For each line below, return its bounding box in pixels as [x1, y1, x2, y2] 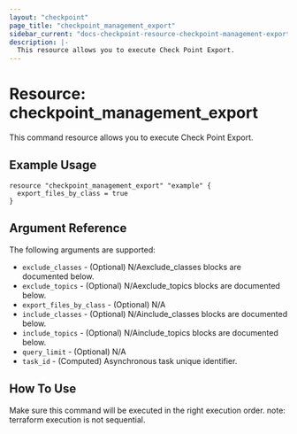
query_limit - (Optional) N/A [21, 346, 126, 357]
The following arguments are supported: [9, 244, 156, 255]
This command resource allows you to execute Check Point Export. [9, 132, 254, 143]
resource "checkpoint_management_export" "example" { [9, 181, 212, 190]
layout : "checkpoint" [9, 12, 89, 22]
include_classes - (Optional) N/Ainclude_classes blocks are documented [21, 308, 288, 319]
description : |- [9, 37, 69, 47]
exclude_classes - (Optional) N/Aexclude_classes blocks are [21, 261, 241, 272]
